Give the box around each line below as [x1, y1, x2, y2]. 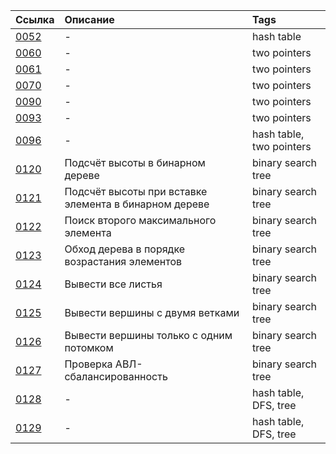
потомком [64, 341, 114, 354]
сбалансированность [64, 370, 168, 383]
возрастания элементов [64, 255, 183, 268]
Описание [64, 13, 115, 26]
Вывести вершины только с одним [64, 329, 233, 342]
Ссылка [15, 13, 55, 26]
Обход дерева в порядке [64, 242, 186, 256]
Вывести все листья [64, 277, 163, 291]
